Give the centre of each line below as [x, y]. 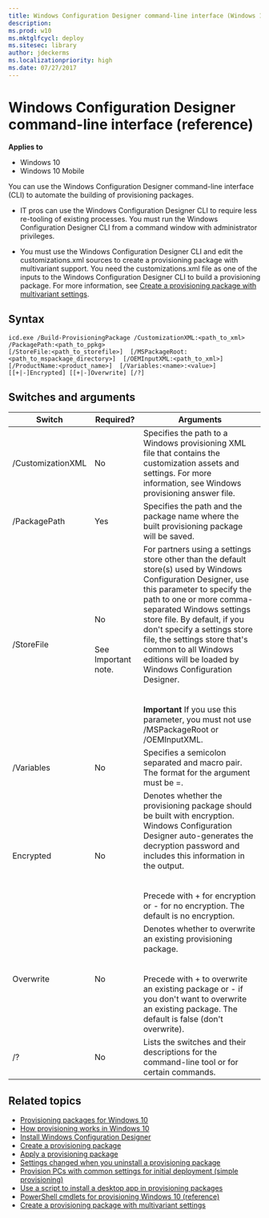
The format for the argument [197, 772]
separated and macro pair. [193, 763]
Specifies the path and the [193, 506]
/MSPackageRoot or [181, 730]
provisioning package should [197, 806]
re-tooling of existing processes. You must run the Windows [119, 219]
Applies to [26, 147]
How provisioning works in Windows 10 [84, 1129]
